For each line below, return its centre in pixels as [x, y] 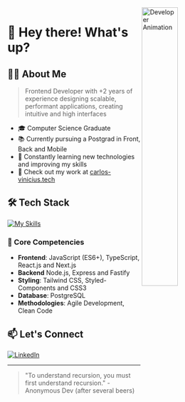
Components [37, 288]
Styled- [96, 281]
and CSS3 [72, 288]
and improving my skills [52, 164]
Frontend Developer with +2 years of [79, 91]
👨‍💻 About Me [37, 74]
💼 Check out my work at [53, 172]
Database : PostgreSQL [52, 296]
